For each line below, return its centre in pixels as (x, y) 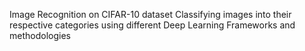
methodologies (40, 35)
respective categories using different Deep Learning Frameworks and (152, 25)
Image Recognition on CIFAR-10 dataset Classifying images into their (150, 14)
